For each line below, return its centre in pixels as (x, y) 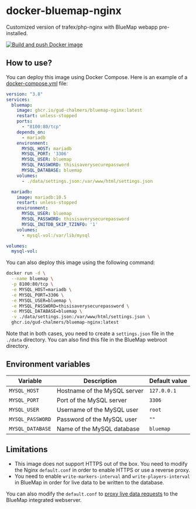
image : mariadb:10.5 (42, 197)
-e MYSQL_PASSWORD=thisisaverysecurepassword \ (71, 306)
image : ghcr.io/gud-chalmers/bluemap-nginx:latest (80, 110)
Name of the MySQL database (98, 429)
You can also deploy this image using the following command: (80, 262)
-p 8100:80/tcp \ (32, 284)
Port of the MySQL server (92, 400)
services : (18, 100)
